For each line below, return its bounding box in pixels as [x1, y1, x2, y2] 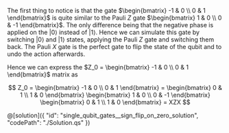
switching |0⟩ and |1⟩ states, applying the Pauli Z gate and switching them [7, 35, 215, 44]
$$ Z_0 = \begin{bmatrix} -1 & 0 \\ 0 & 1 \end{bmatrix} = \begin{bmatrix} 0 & [8, 84, 223, 91]
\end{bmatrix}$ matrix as [7, 70, 78, 78]
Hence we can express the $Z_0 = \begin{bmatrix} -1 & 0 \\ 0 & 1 [7, 63, 189, 71]
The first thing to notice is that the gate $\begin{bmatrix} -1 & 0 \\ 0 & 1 [7, 7, 206, 14]
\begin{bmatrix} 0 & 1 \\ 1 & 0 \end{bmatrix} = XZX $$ [40, 98, 191, 106]
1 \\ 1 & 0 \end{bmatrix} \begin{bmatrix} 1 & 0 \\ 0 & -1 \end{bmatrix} [20, 91, 210, 99]
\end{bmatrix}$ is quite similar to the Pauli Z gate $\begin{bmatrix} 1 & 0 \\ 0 [7, 14, 222, 22]
